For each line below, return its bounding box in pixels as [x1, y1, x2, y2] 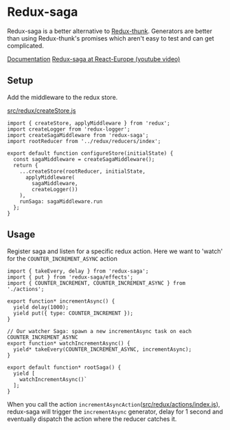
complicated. [7, 41, 45, 50]
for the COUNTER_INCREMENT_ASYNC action [7, 254, 118, 262]
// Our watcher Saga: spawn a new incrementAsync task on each [7, 327, 192, 334]
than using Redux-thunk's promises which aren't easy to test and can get [7, 34, 214, 42]
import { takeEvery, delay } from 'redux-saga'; [7, 268, 149, 275]
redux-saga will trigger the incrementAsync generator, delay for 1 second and [7, 407, 223, 416]
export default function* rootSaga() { [7, 364, 122, 371]
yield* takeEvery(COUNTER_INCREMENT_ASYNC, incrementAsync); [13, 345, 192, 353]
